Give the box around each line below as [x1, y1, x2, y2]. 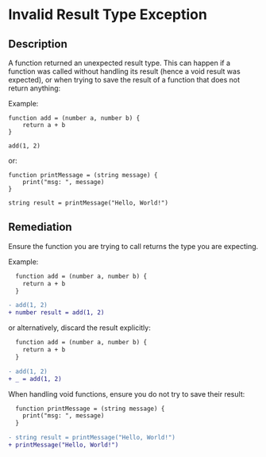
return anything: [8, 83, 61, 93]
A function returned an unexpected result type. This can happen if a [8, 58, 231, 67]
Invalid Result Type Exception [8, 6, 208, 24]
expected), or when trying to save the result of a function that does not [8, 75, 241, 84]
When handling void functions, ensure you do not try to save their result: [8, 389, 245, 398]
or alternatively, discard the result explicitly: [8, 323, 151, 332]
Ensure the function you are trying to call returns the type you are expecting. [8, 241, 259, 251]
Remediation [8, 221, 73, 234]
